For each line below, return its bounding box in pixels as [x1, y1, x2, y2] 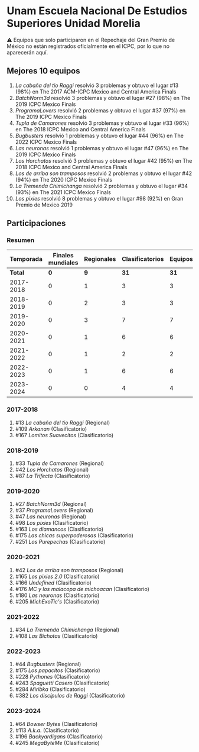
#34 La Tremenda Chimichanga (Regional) [15, 626, 120, 633]
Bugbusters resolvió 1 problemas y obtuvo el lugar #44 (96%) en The [15, 132, 184, 139]
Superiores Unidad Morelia [6, 17, 141, 30]
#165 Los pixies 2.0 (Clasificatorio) [15, 573, 100, 580]
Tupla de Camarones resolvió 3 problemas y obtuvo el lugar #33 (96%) [15, 120, 190, 127]
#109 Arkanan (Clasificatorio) [15, 425, 87, 433]
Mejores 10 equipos [6, 66, 80, 76]
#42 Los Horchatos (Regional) [15, 466, 89, 473]
